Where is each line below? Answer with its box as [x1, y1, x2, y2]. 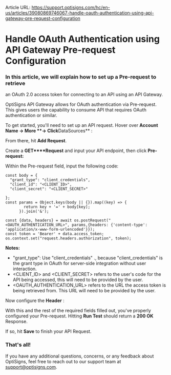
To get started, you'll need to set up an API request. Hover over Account [5, 122, 158, 128]
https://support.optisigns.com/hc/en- [31, 5, 110, 10]
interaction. [12, 266, 37, 272]
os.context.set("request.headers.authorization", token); [5, 236, 132, 241]
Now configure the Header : [5, 297, 65, 304]
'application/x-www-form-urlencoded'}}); [5, 227, 95, 232]
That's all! [5, 341, 31, 348]
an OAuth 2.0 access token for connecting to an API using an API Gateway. [5, 91, 163, 98]
